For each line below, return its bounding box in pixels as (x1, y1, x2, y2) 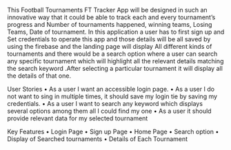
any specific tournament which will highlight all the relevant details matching (7, 57, 224, 65)
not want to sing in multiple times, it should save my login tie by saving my (7, 92, 218, 100)
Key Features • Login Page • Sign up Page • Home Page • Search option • (7, 127, 219, 136)
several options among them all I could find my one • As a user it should (7, 107, 212, 115)
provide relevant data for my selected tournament (7, 114, 148, 122)
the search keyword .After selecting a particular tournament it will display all (7, 65, 223, 72)
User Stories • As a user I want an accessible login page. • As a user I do (7, 85, 215, 93)
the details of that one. (7, 72, 71, 80)
